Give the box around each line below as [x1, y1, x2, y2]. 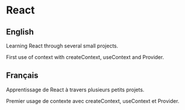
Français [6, 71, 39, 81]
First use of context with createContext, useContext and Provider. [6, 54, 165, 60]
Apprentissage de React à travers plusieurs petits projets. [6, 86, 145, 93]
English [6, 27, 34, 37]
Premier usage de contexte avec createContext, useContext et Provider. [6, 97, 180, 104]
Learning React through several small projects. [6, 42, 119, 49]
